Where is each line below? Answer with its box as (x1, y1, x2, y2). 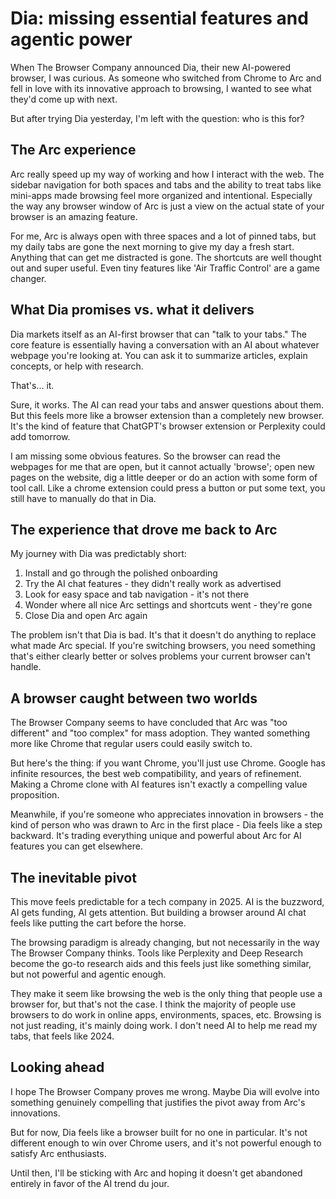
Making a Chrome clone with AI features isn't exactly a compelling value (10, 778, 308, 791)
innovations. (10, 1107, 61, 1119)
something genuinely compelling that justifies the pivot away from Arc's (10, 1096, 306, 1108)
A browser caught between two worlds (10, 690, 258, 707)
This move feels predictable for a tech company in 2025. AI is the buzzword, (10, 896, 325, 907)
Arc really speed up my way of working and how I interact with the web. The (10, 168, 325, 180)
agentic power (10, 28, 133, 51)
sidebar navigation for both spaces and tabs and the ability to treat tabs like (10, 178, 322, 191)
